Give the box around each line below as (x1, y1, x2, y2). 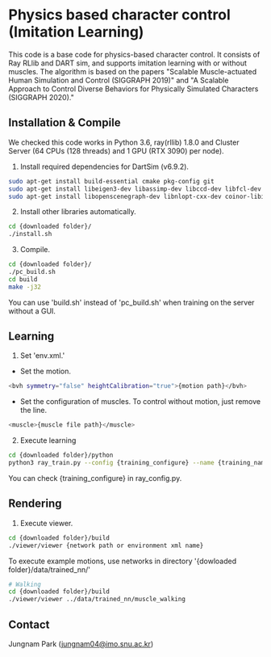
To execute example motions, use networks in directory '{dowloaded (8, 556, 237, 566)
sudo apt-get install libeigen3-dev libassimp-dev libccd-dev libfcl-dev (8, 184, 262, 193)
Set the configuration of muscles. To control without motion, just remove (19, 397, 261, 406)
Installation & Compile (8, 116, 121, 130)
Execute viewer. (19, 518, 73, 528)
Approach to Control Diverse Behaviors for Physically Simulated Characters (8, 83, 259, 94)
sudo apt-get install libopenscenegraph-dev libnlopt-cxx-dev (8, 192, 222, 200)
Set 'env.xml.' (19, 351, 65, 360)
